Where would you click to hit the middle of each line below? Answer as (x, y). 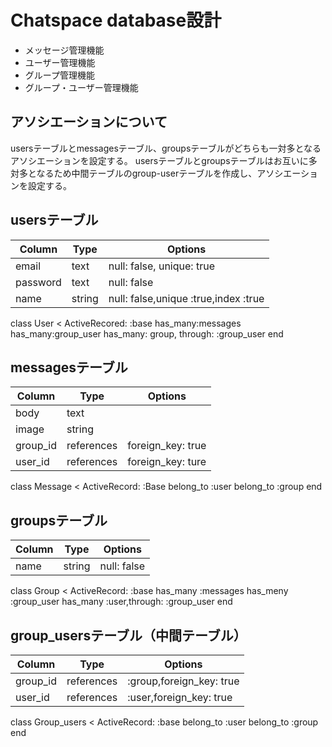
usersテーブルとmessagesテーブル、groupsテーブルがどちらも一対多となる (166, 148)
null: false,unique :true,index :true (186, 298)
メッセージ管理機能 (64, 50)
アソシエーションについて (89, 122)
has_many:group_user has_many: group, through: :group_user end (147, 333)
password (38, 282)
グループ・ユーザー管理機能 (81, 87)
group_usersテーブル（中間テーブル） (128, 635)
